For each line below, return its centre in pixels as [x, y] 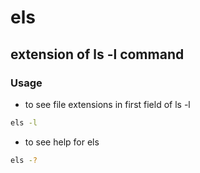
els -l [24, 122]
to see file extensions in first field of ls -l [107, 104]
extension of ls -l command [97, 54]
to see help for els [62, 142]
